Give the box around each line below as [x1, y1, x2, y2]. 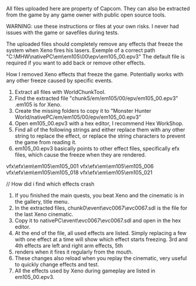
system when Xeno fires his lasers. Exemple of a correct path [6, 47, 155, 54]
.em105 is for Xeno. [14, 101, 62, 108]
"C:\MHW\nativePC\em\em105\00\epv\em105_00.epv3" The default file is [6, 53, 185, 60]
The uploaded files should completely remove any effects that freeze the [6, 41, 183, 47]
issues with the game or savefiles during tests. [6, 29, 119, 36]
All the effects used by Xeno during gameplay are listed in [14, 267, 155, 274]
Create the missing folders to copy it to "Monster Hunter [14, 108, 152, 114]
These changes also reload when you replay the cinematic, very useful [14, 255, 187, 262]
